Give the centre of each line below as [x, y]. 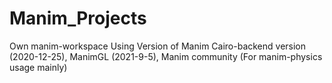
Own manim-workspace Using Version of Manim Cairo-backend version [158, 46]
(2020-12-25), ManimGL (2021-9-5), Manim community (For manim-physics [166, 56]
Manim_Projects [78, 18]
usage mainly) [38, 67]
